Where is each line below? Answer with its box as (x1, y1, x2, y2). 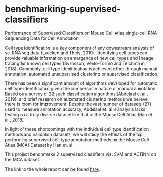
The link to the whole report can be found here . (5, 166, 100, 172)
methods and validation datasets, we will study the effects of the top (5, 131, 143, 137)
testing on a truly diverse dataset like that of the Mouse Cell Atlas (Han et (5, 111, 153, 117)
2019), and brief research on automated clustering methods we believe (5, 96, 148, 101)
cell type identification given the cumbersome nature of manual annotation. (5, 85, 157, 91)
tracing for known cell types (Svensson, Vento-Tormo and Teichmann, (5, 60, 146, 66)
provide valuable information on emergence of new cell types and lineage (5, 55, 154, 61)
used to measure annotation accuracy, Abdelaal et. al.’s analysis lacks (5, 106, 146, 112)
